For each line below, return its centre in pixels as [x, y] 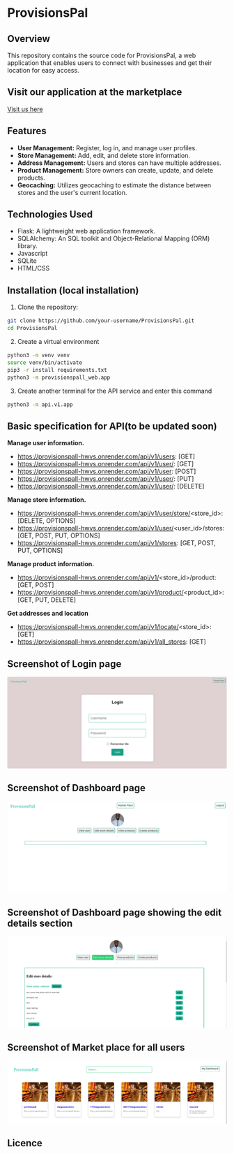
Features [27, 131]
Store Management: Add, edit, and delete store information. [103, 155]
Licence [25, 1143]
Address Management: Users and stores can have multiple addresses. [119, 163]
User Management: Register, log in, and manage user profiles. [107, 147]
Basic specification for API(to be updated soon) [112, 426]
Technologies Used [50, 215]
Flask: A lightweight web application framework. [86, 231]
